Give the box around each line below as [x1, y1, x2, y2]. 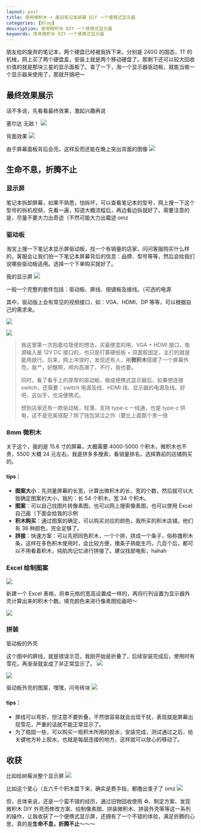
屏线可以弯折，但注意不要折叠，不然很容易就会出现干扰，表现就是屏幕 [14, 714, 188, 721]
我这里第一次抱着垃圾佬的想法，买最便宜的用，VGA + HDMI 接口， [20, 341, 185, 348]
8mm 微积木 [6, 428, 42, 436]
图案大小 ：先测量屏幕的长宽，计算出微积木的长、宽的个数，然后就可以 [14, 487, 188, 495]
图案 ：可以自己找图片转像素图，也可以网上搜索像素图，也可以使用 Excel [14, 502, 193, 510]
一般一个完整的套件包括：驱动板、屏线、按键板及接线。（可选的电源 [6, 286, 172, 293]
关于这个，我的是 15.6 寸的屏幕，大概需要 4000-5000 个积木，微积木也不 [6, 443, 187, 450]
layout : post [6, 8, 39, 15]
